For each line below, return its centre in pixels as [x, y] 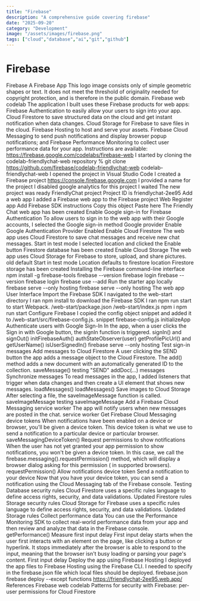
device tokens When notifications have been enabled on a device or [89, 421]
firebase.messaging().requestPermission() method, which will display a [93, 459]
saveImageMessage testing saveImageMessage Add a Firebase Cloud [92, 401]
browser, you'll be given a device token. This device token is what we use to [99, 427]
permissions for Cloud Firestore [57, 591]
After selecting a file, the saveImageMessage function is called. [84, 395]
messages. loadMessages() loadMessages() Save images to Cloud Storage [98, 389]
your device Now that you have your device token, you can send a [87, 478]
